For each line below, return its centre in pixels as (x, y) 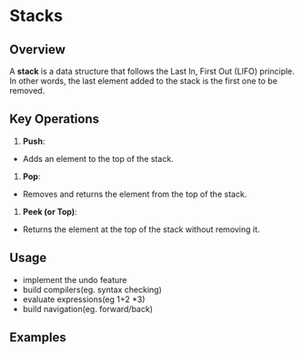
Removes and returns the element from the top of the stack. (135, 194)
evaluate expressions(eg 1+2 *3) (84, 299)
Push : (34, 141)
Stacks (36, 16)
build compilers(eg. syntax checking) (92, 289)
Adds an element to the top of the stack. (98, 158)
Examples (38, 338)
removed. (27, 91)
